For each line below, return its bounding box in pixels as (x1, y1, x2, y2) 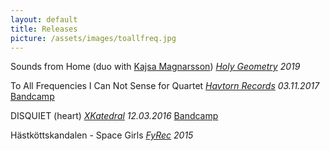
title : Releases (10, 24, 78, 34)
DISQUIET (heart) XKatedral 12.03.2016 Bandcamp (10, 110, 219, 122)
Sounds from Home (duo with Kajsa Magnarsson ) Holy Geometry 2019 (10, 61, 301, 73)
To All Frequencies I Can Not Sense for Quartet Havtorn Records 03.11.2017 (10, 80, 320, 92)
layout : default (10, 14, 78, 25)
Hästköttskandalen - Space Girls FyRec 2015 (10, 129, 194, 141)
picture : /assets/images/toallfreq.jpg (10, 33, 177, 43)
